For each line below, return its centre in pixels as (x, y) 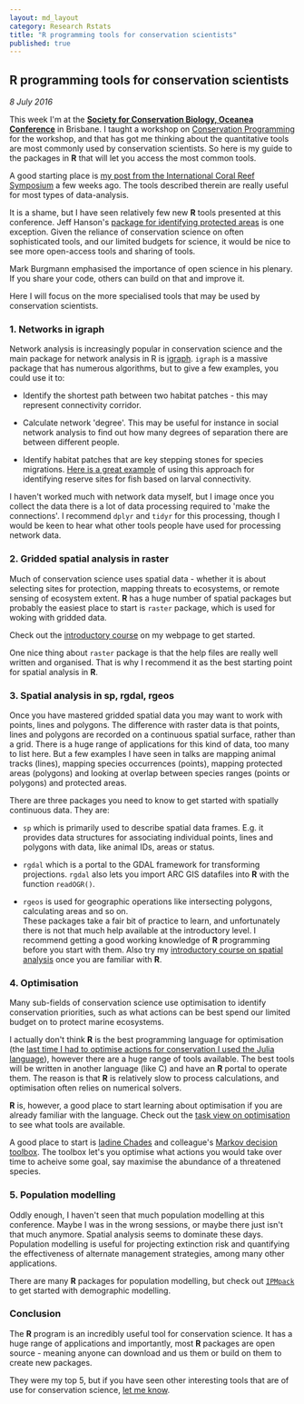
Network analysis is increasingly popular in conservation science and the (146, 349)
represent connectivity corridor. (82, 405)
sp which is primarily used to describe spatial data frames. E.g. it (143, 827)
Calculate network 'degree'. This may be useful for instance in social (151, 423)
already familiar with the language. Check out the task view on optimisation (150, 1115)
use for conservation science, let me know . (90, 1389)
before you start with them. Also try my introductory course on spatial (153, 950)
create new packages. (51, 1362)
